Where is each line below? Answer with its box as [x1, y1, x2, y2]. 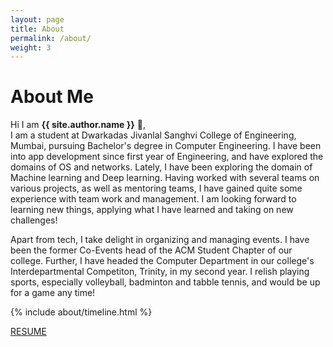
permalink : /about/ [10, 33, 92, 43]
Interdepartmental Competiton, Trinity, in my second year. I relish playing [10, 266, 310, 278]
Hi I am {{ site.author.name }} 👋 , [10, 119, 146, 131]
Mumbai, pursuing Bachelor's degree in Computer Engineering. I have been [10, 140, 322, 152]
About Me [10, 86, 94, 108]
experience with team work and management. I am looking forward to [10, 193, 297, 205]
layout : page [10, 14, 65, 25]
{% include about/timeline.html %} [10, 306, 153, 318]
